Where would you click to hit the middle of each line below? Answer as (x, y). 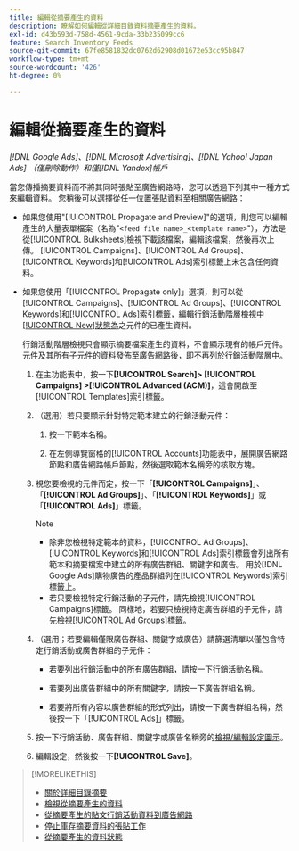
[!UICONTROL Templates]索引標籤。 (102, 396)
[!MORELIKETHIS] (64, 773)
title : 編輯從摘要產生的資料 (57, 17)
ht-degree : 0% (36, 76)
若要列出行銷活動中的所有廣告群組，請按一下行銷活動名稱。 (158, 669)
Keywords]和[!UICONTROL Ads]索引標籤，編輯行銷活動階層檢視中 (143, 314)
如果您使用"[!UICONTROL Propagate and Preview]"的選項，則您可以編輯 (155, 217)
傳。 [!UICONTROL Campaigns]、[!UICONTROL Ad (115, 250)
